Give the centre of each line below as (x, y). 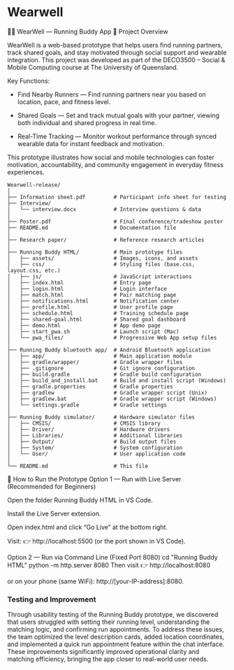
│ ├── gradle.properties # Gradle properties (90, 386)
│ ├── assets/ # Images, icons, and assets (103, 258)
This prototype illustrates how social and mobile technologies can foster (111, 157)
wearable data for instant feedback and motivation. (91, 143)
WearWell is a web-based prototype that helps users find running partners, (115, 45)
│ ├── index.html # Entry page (79, 283)
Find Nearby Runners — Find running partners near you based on (111, 94)
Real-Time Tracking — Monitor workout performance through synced (117, 136)
